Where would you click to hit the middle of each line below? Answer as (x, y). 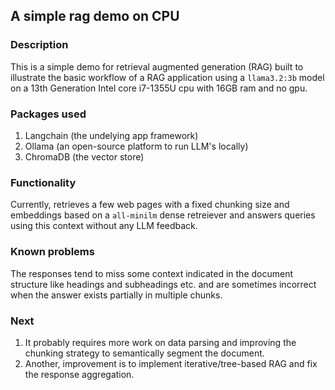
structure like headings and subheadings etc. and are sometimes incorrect (163, 284)
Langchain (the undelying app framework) (111, 135)
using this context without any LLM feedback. (104, 226)
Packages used (48, 114)
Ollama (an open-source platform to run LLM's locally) (136, 146)
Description (39, 45)
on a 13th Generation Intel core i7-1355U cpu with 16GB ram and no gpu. (159, 88)
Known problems (52, 252)
